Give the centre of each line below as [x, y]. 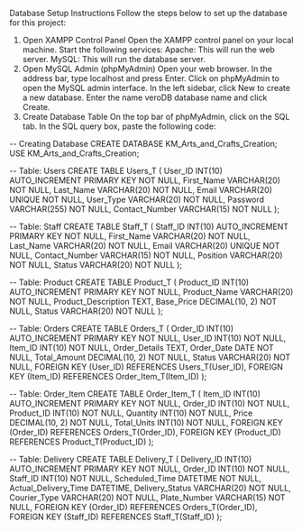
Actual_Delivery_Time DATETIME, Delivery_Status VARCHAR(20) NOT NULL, [150, 488]
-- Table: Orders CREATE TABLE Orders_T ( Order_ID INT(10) [122, 329]
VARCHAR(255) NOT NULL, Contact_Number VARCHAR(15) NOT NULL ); [145, 209]
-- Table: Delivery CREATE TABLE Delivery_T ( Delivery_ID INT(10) [131, 459]
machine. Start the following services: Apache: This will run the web [148, 50]
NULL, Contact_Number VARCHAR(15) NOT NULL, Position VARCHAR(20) [146, 255]
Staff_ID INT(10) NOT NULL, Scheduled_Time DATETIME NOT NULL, [136, 478]
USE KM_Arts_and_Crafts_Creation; [74, 153]
